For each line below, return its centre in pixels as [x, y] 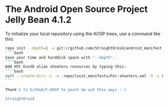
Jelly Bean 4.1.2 [38, 20]
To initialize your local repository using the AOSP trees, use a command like [83, 33]
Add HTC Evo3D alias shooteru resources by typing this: [66, 67]
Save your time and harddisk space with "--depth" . [60, 57]
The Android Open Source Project [76, 9]
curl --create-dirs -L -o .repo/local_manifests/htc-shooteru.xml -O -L [82, 76]
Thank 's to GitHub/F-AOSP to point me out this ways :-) [66, 89]
